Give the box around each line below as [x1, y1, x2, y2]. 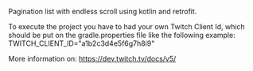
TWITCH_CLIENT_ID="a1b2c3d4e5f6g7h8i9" [8, 39, 155, 48]
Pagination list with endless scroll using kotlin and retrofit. [8, 7, 197, 16]
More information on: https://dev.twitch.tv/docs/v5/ [8, 54, 177, 63]
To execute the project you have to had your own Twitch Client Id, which [8, 22, 245, 31]
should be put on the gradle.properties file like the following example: [8, 31, 236, 39]
